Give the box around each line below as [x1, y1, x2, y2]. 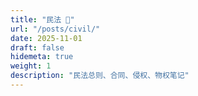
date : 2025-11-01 [10, 33, 83, 43]
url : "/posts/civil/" [10, 24, 101, 34]
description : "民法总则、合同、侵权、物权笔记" [10, 71, 190, 81]
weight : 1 [10, 61, 52, 71]
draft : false [10, 42, 65, 53]
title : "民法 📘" [10, 14, 75, 25]
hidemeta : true [10, 52, 74, 62]
